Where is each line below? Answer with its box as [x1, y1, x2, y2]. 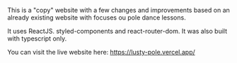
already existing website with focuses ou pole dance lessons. [7, 13, 186, 22]
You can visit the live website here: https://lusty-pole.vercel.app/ [7, 48, 196, 56]
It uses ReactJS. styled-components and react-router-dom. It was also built [7, 27, 228, 35]
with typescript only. [7, 34, 67, 43]
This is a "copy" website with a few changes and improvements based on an [7, 6, 230, 14]
